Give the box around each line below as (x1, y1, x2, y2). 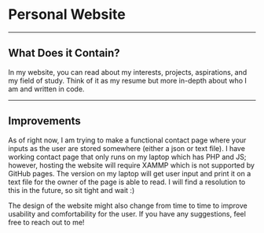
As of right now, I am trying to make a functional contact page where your (8, 135, 247, 145)
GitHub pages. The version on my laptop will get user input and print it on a (8, 168, 251, 178)
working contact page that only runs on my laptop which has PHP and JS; (8, 152, 247, 161)
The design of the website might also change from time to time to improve (8, 201, 247, 210)
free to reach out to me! (8, 217, 85, 227)
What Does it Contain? (8, 46, 120, 60)
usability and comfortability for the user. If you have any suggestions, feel (8, 209, 246, 218)
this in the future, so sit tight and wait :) (8, 185, 135, 194)
